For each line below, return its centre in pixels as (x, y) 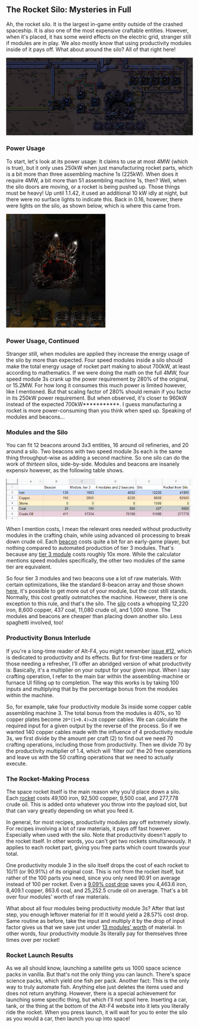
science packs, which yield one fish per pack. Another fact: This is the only (98, 981)
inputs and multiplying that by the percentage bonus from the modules (92, 689)
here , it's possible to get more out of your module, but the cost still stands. (97, 591)
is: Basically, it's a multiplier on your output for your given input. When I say (98, 670)
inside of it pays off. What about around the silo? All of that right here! (91, 49)
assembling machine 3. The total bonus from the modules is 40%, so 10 (94, 713)
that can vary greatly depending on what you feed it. (70, 811)
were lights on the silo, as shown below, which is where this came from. (94, 205)
